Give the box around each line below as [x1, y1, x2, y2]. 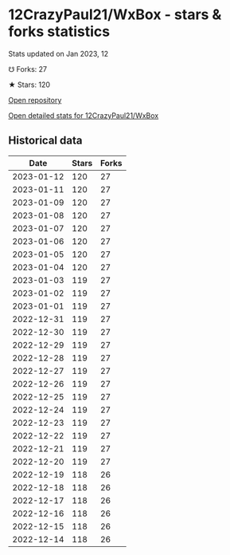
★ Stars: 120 [8, 80, 50, 89]
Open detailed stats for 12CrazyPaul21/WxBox [8, 110, 159, 120]
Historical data [8, 134, 83, 148]
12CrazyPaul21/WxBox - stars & [8, 6, 222, 24]
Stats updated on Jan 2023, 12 [8, 49, 109, 58]
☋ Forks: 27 [8, 64, 48, 73]
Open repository [8, 95, 62, 104]
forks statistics [8, 22, 110, 41]
